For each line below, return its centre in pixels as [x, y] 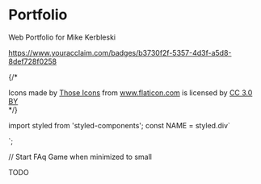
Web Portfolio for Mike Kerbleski [62, 37]
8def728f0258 [33, 61]
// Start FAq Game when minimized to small [80, 157]
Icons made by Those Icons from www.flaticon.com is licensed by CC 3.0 [130, 92]
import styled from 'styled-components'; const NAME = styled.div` [119, 125]
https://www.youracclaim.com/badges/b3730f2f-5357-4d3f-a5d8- [120, 52]
